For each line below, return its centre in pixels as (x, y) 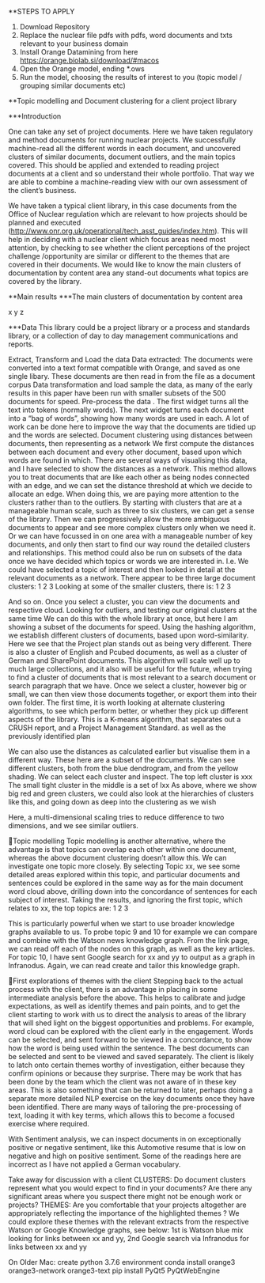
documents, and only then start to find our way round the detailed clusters (129, 544)
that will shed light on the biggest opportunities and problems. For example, (131, 1023)
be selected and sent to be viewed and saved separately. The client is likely (131, 1056)
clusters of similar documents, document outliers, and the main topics (122, 157)
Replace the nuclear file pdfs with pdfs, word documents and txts (126, 35)
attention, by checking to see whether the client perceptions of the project (129, 248)
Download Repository (55, 26)
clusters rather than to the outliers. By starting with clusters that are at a (125, 502)
